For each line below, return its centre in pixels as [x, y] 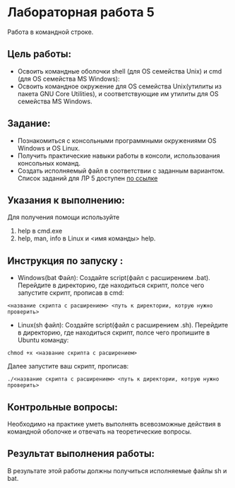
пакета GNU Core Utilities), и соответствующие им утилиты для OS [118, 93]
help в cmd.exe [40, 231]
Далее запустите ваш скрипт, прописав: [68, 366]
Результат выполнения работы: [81, 454]
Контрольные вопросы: [63, 407]
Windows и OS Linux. [49, 148]
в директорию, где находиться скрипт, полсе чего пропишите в [114, 332]
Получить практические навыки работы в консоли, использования [119, 156]
